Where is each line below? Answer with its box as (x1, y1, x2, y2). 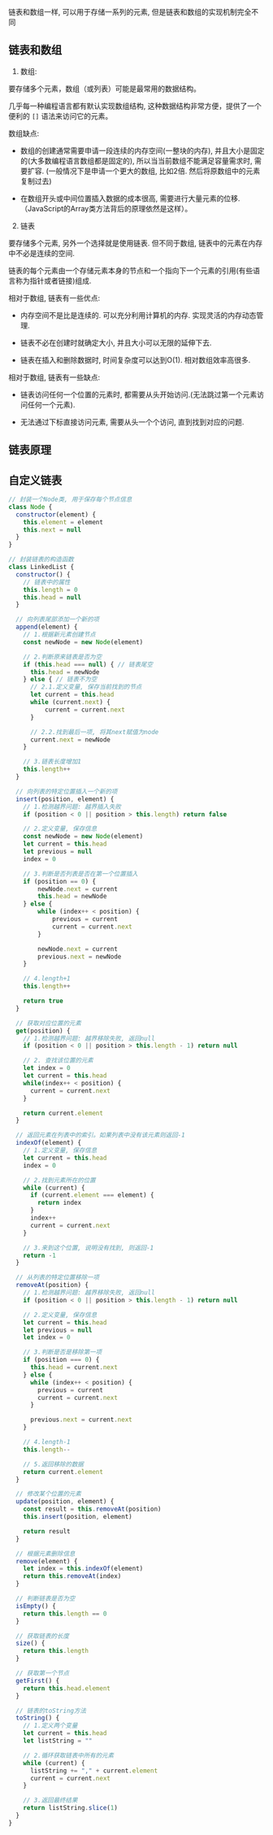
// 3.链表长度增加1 (23, 758, 81, 766)
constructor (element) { (15, 511, 96, 519)
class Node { (8, 502, 53, 511)
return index (37, 1198, 82, 1207)
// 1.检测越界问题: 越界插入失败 (23, 802, 122, 811)
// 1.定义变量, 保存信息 (23, 1146, 97, 1154)
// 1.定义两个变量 (23, 1722, 78, 1730)
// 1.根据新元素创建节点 (23, 631, 96, 639)
